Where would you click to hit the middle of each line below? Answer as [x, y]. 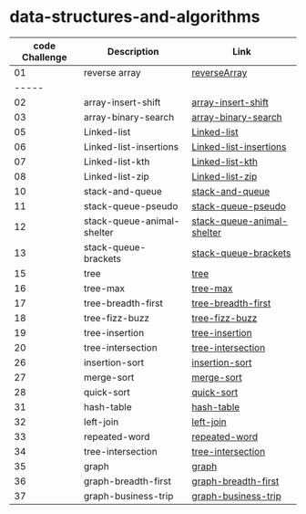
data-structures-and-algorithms [135, 17]
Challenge [44, 57]
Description [133, 51]
